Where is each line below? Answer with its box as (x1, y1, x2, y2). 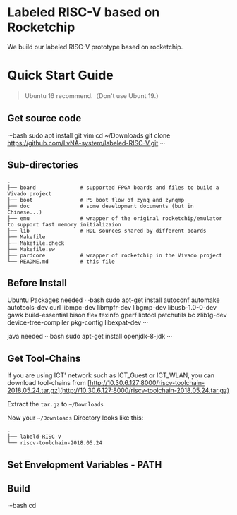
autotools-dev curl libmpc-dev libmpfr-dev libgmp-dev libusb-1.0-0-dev (7, 303, 217, 312)
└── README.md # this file (7, 258, 115, 265)
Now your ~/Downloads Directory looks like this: (7, 413, 144, 422)
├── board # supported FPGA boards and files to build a (7, 184, 219, 191)
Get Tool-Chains (7, 352, 81, 364)
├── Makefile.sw (7, 246, 55, 253)
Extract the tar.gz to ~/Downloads (7, 400, 104, 408)
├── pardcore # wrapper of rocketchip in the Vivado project (7, 252, 222, 259)
